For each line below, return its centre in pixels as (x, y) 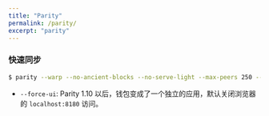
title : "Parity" (35, 16)
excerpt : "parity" (39, 30)
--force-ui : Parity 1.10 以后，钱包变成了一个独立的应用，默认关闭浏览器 (138, 94)
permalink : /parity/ (43, 23)
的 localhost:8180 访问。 (61, 103)
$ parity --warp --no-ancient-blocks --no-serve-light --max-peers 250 (130, 77)
